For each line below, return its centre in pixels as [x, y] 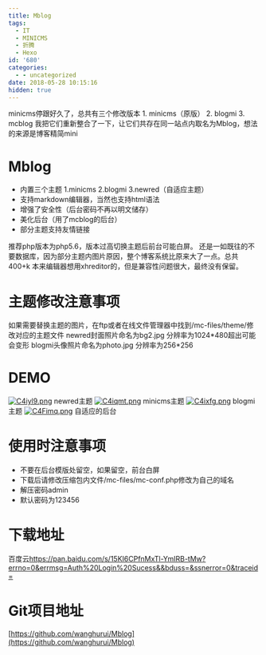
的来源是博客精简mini [43, 133]
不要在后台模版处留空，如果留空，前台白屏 [90, 470]
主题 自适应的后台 [63, 411]
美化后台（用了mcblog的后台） [70, 220]
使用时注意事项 [57, 446]
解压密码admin [44, 490]
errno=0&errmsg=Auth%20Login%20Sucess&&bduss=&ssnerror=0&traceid [133, 568]
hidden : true [30, 90]
